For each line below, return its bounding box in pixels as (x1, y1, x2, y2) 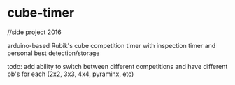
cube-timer (7, 5, 75, 21)
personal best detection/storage (7, 49, 100, 57)
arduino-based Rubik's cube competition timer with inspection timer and (7, 41, 216, 49)
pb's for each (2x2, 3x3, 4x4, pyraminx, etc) (7, 70, 134, 78)
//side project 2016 (7, 28, 62, 36)
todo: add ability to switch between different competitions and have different (7, 62, 228, 70)
